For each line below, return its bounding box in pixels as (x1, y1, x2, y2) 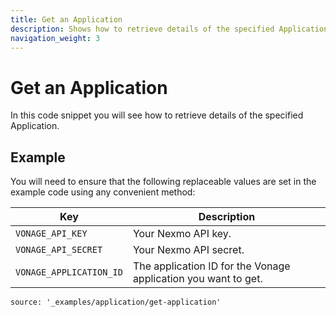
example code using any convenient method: (10, 186, 196, 198)
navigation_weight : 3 (10, 33, 101, 43)
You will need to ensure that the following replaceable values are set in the (10, 176, 317, 188)
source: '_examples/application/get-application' (10, 297, 222, 308)
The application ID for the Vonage (132, 259, 291, 273)
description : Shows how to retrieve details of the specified (10, 24, 275, 34)
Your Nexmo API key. (132, 227, 232, 241)
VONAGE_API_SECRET (15, 244, 103, 256)
